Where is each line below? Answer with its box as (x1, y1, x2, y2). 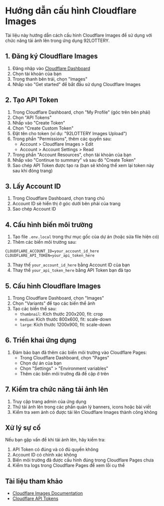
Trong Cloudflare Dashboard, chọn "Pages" (19, 354, 110, 360)
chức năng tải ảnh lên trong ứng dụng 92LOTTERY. (5, 38, 110, 44)
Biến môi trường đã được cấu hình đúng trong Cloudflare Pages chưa (12, 457, 154, 463)
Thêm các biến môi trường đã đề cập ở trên (19, 370, 109, 376)
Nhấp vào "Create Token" (12, 120, 66, 126)
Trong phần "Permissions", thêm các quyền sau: (12, 136, 112, 142)
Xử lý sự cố (5, 423, 41, 432)
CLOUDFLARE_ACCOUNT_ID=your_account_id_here (5, 249, 99, 254)
